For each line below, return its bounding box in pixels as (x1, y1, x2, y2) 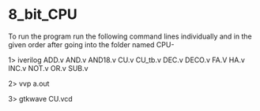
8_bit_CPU (8, 6, 77, 24)
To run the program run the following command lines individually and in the (8, 31, 252, 41)
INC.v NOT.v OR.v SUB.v (8, 63, 89, 72)
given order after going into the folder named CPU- (8, 39, 175, 49)
